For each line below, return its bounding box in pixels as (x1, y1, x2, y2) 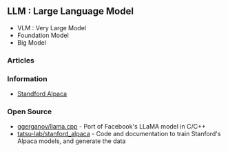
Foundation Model (17, 31, 69, 39)
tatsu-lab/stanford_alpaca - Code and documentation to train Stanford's (17, 130, 221, 138)
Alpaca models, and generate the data (17, 137, 126, 145)
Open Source (7, 107, 52, 116)
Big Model (17, 38, 47, 47)
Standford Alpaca (17, 89, 68, 98)
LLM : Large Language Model (7, 6, 134, 17)
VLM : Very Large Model (17, 23, 86, 32)
